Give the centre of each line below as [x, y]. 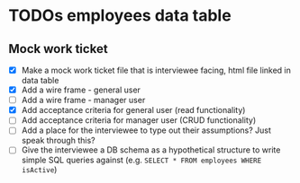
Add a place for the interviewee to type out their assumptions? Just [146, 130]
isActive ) [39, 170]
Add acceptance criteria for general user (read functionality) [133, 110]
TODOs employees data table [120, 16]
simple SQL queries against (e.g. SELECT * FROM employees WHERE [141, 160]
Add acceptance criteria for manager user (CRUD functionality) [139, 120]
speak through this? [58, 141]
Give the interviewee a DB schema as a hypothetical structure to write [151, 150]
